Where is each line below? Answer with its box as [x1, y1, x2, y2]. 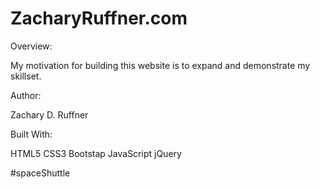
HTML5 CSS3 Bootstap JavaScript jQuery [10, 147, 182, 159]
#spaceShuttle [10, 167, 71, 179]
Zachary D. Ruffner [10, 108, 89, 121]
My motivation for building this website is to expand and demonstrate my [10, 59, 311, 71]
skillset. [10, 70, 42, 82]
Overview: [10, 40, 53, 52]
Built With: [10, 128, 53, 140]
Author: [10, 89, 42, 101]
